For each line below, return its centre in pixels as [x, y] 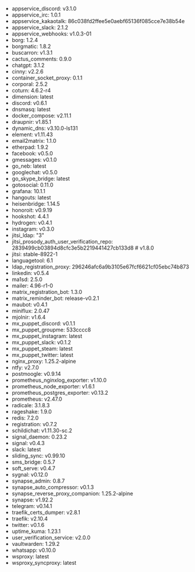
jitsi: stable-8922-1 [35, 254]
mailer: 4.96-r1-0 [32, 286]
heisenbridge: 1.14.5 [36, 204]
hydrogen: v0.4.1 [32, 223]
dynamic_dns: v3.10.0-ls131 [45, 128]
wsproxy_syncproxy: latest [44, 563]
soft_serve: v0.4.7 [33, 468]
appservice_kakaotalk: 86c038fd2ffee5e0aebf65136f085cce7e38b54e [98, 21]
